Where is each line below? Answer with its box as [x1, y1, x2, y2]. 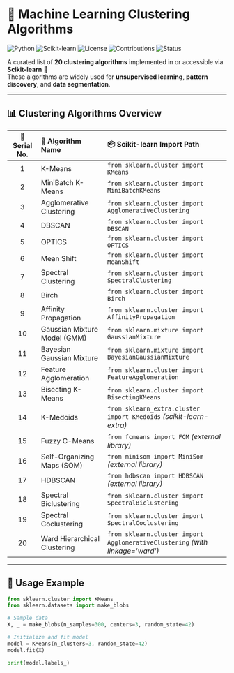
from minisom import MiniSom [107, 452, 204, 460]
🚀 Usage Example [7, 577, 85, 589]
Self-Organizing [40, 452, 95, 461]
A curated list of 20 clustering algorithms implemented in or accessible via [7, 57, 224, 66]
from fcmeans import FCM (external [107, 431, 221, 441]
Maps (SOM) [40, 460, 83, 470]
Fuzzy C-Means [40, 436, 95, 445]
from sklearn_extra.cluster [107, 404, 201, 413]
